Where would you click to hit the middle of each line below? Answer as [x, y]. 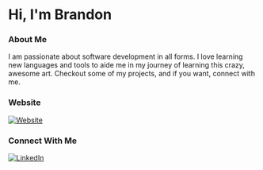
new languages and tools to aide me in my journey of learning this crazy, [127, 65]
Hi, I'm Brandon [60, 15]
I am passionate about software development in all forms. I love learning [126, 56]
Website [25, 102]
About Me [28, 40]
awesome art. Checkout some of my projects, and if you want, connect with [132, 74]
